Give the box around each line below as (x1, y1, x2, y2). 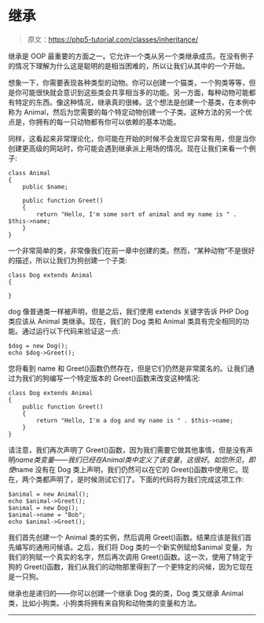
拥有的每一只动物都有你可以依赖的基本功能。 (35, 117, 181, 126)
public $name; (22, 182, 68, 191)
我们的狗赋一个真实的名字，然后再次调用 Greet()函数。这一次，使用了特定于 (8, 552, 254, 562)
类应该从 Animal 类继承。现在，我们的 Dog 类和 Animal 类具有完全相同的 (8, 316, 243, 326)
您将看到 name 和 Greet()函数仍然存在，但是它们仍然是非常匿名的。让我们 (8, 363, 247, 373)
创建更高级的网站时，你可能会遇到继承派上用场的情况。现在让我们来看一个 (8, 143, 249, 153)
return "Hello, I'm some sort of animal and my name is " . (36, 210, 237, 218)
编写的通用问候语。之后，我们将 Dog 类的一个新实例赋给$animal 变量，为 (14, 542, 253, 552)
